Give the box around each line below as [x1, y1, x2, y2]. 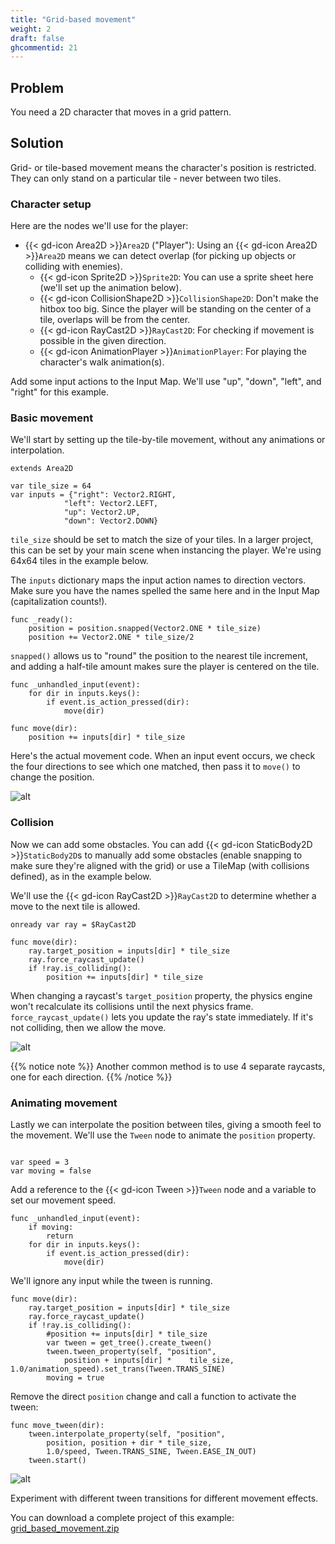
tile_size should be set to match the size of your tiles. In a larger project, [10, 534, 314, 546]
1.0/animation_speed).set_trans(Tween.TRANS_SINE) [10, 1364, 226, 1375]
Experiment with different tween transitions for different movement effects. [10, 1492, 319, 1505]
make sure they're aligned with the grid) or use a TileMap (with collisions [10, 859, 310, 871]
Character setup [10, 197, 92, 211]
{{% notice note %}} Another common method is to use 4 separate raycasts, [10, 1060, 326, 1072]
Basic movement [10, 411, 94, 425]
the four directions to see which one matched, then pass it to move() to [10, 761, 301, 773]
